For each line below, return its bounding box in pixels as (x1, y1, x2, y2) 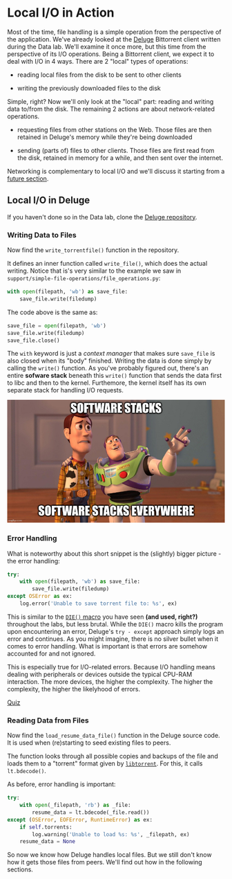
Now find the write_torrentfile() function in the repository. (7, 246, 180, 254)
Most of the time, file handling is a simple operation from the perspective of (7, 28, 222, 36)
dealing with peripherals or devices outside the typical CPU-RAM (7, 670, 193, 678)
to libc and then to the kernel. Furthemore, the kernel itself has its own (7, 379, 207, 387)
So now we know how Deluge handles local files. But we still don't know (7, 851, 212, 859)
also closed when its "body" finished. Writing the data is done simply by (7, 356, 212, 365)
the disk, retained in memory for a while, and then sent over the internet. (17, 154, 223, 162)
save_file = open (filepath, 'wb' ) (7, 322, 107, 329)
